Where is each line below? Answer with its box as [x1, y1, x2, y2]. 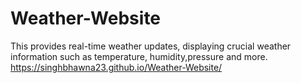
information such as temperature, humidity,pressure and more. [10, 50, 268, 62]
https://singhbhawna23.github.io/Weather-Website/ [10, 61, 223, 73]
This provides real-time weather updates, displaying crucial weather [10, 40, 292, 52]
